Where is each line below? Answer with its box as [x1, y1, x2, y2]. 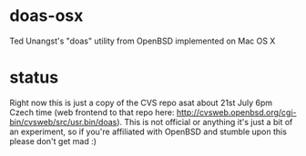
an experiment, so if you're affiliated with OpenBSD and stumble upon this [9, 126, 287, 137]
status [9, 67, 59, 88]
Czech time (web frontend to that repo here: [9, 106, 175, 118]
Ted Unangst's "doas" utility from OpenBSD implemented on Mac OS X [9, 35, 276, 46]
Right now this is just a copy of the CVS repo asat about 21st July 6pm [9, 97, 273, 108]
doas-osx [9, 5, 84, 26]
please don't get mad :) [9, 135, 97, 146]
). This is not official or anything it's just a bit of [117, 116, 293, 127]
